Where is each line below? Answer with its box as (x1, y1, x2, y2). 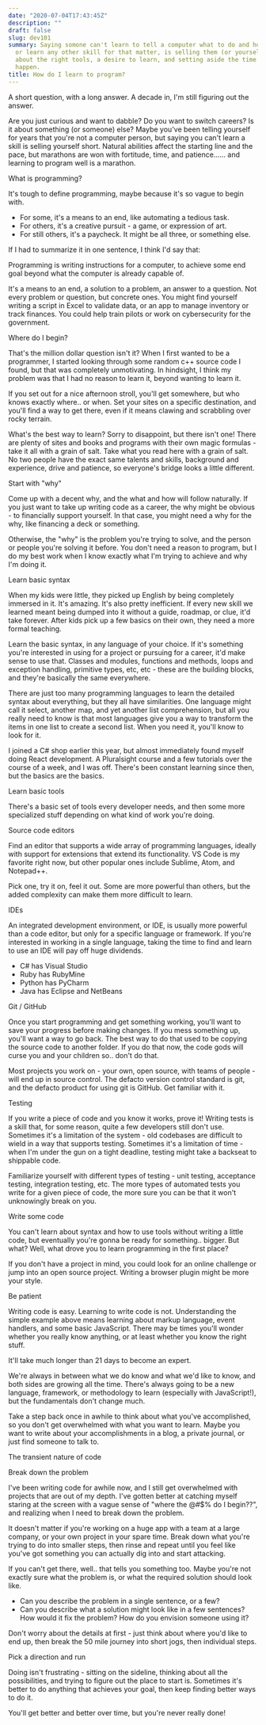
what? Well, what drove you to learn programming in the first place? (8, 1243, 229, 1253)
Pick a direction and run (8, 1652, 85, 1662)
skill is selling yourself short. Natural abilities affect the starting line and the (8, 141, 253, 150)
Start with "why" (8, 478, 62, 488)
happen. (15, 63, 41, 71)
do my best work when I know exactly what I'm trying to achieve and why (8, 551, 248, 561)
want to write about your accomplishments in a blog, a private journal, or (8, 1428, 245, 1437)
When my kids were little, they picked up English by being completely (8, 590, 234, 600)
